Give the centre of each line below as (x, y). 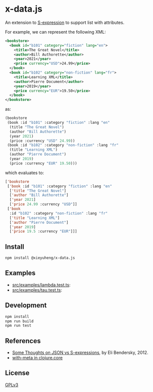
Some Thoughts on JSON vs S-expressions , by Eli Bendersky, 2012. (80, 353)
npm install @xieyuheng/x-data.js (40, 258)
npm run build (19, 321)
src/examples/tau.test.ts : (37, 290)
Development (26, 305)
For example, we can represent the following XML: (56, 32)
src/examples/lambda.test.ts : (41, 285)
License (17, 373)
